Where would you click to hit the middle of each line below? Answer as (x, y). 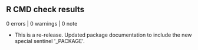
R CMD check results (45, 10)
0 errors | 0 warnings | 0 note (42, 23)
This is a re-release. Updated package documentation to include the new (103, 35)
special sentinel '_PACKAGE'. (49, 41)
